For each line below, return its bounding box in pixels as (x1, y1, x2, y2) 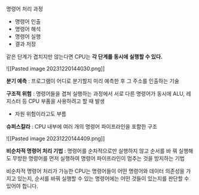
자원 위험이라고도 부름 (14, 110, 67, 117)
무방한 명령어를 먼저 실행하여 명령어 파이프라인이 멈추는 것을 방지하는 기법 (12, 155, 185, 162)
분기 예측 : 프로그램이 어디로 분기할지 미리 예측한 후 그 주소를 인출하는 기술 (6, 77, 179, 84)
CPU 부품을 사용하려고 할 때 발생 (28, 97, 105, 105)
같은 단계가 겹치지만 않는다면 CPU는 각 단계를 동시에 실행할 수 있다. (6, 53, 163, 60)
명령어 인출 (14, 18, 41, 25)
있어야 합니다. (6, 182, 39, 190)
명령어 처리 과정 (6, 5, 44, 12)
